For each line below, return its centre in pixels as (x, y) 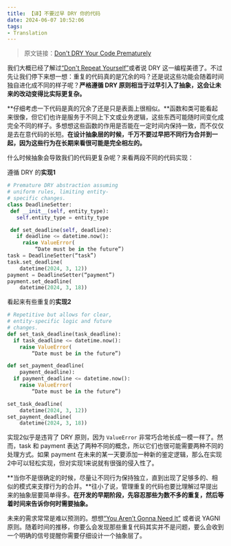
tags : (15, 26)
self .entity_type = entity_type (63, 217)
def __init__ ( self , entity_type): (59, 211)
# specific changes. (37, 198)
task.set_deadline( (35, 262)
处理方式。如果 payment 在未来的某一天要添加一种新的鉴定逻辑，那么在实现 (114, 455)
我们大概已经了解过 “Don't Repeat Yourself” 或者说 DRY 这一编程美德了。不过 (115, 68)
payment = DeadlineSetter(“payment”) (61, 275)
